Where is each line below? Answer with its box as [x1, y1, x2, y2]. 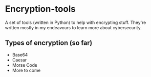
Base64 [12, 52, 28, 58]
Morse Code [12, 62, 38, 68]
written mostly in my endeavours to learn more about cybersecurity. [5, 24, 142, 30]
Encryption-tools [5, 3, 76, 15]
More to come [12, 67, 41, 73]
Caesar [12, 57, 27, 63]
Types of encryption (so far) [5, 39, 93, 47]
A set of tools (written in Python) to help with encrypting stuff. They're [5, 19, 146, 25]
